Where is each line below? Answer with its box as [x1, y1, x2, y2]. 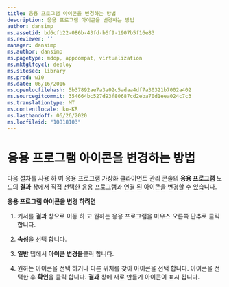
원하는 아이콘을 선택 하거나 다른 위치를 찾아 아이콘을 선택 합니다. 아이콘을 [16, 264, 213, 273]
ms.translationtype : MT [7, 100, 75, 106]
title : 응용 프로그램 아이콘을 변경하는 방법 [7, 10, 117, 17]
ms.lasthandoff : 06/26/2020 [7, 112, 88, 119]
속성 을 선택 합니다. [16, 235, 67, 244]
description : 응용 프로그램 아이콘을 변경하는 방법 [7, 16, 135, 23]
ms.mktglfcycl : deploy [7, 61, 72, 68]
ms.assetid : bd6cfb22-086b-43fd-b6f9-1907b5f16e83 [7, 29, 155, 36]
